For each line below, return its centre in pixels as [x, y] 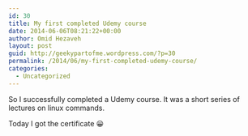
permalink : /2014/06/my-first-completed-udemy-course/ [103, 62]
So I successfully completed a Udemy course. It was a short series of [124, 99]
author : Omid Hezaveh [45, 38]
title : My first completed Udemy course [78, 23]
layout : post [30, 46]
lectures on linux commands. [57, 108]
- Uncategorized [43, 76]
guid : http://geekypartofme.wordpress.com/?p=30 [92, 53]
